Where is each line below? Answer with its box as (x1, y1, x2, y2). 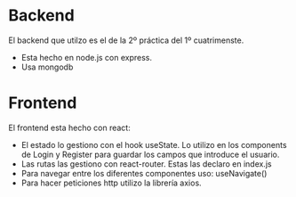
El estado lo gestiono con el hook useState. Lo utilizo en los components (20, 139, 287, 150)
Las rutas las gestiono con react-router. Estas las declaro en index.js (20, 158, 272, 169)
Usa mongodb (20, 62, 74, 72)
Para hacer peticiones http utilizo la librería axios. (20, 177, 202, 188)
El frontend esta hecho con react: (8, 122, 131, 133)
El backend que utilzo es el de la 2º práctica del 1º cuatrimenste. (8, 35, 244, 45)
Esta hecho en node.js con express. (20, 52, 153, 62)
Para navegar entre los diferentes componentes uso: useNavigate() (20, 168, 268, 178)
